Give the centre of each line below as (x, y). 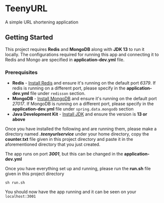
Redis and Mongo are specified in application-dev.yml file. (65, 60)
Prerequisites (21, 72)
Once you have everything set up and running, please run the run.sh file (78, 169)
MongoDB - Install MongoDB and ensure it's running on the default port (84, 99)
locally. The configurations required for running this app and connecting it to (82, 54)
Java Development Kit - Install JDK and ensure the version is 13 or (80, 114)
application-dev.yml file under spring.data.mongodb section (73, 109)
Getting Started (29, 37)
